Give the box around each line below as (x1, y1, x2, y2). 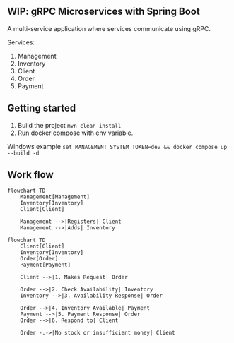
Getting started (7, 102, 76, 114)
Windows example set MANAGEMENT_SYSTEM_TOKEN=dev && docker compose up (7, 142, 228, 150)
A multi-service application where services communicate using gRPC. (7, 24, 211, 32)
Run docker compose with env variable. (17, 128, 134, 137)
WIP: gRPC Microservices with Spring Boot (7, 6, 200, 18)
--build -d (7, 150, 40, 157)
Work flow (7, 169, 54, 181)
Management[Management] (20, 193, 90, 200)
